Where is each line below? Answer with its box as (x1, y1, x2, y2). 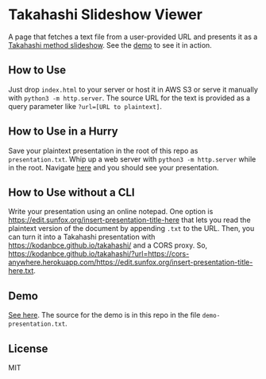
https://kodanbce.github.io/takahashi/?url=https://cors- (8, 249, 190, 259)
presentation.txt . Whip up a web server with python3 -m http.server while (8, 154, 256, 164)
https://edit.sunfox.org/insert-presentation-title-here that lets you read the (8, 215, 252, 225)
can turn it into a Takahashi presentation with (8, 232, 156, 242)
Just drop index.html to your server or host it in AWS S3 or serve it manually (8, 84, 258, 94)
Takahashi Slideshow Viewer (8, 6, 202, 24)
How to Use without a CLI (8, 186, 135, 199)
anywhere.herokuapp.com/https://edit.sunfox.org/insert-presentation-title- (8, 257, 253, 268)
